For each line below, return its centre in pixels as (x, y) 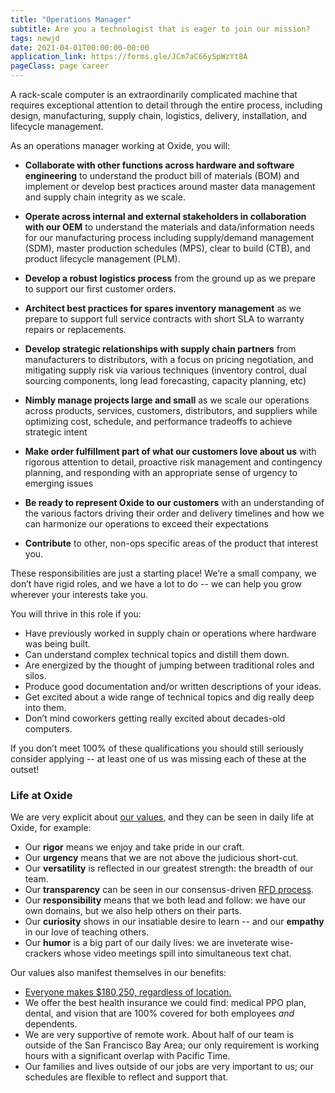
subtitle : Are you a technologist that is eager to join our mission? (160, 29)
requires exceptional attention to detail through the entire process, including (166, 105)
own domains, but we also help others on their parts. (133, 911)
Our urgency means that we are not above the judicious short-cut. (161, 858)
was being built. (57, 644)
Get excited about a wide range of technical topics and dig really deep (169, 697)
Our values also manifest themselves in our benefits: (118, 973)
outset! (25, 769)
